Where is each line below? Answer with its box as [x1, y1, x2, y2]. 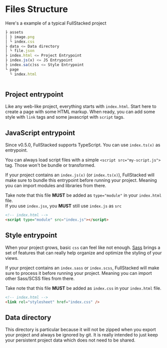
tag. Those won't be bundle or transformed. [5, 162, 96, 168]
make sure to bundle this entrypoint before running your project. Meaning [5, 177, 157, 183]
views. [5, 255, 19, 261]
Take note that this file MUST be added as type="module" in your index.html [5, 192, 162, 198]
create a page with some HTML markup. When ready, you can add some [5, 109, 155, 115]
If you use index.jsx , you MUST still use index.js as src [5, 203, 122, 209]
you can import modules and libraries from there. [5, 183, 106, 189]
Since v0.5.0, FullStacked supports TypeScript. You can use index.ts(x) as [5, 142, 160, 148]
